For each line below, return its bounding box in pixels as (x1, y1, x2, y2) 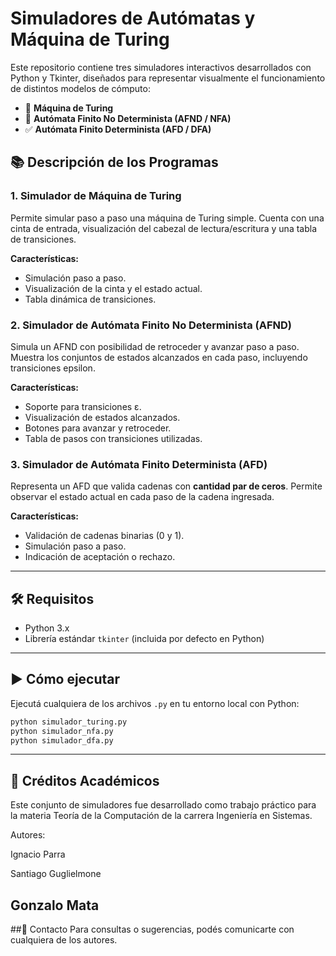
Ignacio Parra (10, 848, 66, 861)
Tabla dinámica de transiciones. (24, 293, 157, 305)
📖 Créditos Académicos (10, 772, 160, 789)
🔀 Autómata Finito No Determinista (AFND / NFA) (24, 112, 232, 124)
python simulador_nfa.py (10, 726, 114, 736)
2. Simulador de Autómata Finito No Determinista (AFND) (10, 318, 292, 332)
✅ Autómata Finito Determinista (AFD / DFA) (24, 123, 212, 135)
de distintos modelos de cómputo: (10, 82, 151, 94)
